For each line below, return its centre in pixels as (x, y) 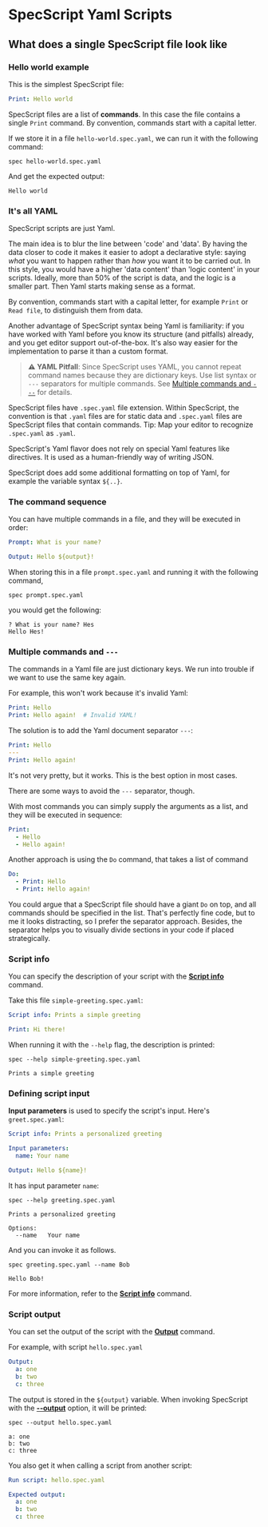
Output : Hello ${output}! (51, 557)
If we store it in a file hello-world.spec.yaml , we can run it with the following (133, 138)
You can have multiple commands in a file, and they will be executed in (124, 519)
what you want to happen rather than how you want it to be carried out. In (130, 261)
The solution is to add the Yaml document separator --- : (101, 731)
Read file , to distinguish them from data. (76, 310)
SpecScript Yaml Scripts (91, 15)
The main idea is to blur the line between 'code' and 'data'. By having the (128, 244)
